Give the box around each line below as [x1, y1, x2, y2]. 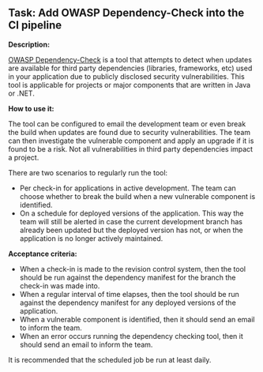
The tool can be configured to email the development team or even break [8, 118, 246, 129]
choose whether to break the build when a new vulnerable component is [19, 191, 256, 201]
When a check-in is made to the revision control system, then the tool [19, 264, 246, 273]
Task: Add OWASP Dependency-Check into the [8, 6, 245, 20]
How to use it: [8, 103, 54, 113]
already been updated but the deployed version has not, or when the [19, 225, 243, 235]
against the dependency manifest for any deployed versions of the [19, 298, 237, 307]
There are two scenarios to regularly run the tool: [8, 167, 168, 177]
